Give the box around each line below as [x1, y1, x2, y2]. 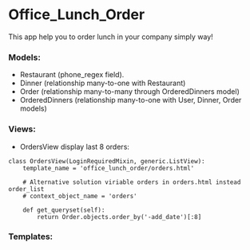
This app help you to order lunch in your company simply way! [8, 32, 213, 41]
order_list [8, 185, 45, 193]
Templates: [8, 231, 54, 242]
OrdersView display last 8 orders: [19, 142, 130, 151]
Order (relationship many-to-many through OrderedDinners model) [19, 87, 240, 96]
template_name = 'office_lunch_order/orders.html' [22, 164, 195, 172]
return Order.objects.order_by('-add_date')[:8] [37, 213, 202, 221]
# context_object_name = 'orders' [22, 192, 137, 200]
